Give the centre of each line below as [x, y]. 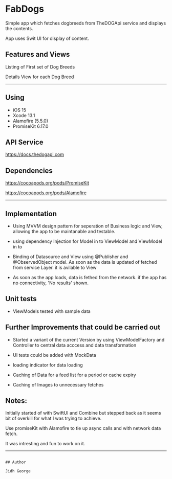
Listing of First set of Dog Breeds [40, 66]
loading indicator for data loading [48, 365]
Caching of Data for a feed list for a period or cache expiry [74, 375]
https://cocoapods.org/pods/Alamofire [46, 193]
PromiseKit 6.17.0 [30, 126]
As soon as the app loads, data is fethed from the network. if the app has [90, 277]
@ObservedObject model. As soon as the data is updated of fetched [85, 262]
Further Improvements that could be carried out [83, 327]
